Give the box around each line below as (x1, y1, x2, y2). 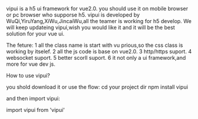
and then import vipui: (6, 95, 61, 102)
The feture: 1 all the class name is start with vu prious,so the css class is (6, 41, 183, 49)
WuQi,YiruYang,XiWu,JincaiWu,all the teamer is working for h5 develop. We (6, 18, 192, 24)
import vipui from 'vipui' (6, 107, 65, 113)
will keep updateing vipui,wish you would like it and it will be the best (6, 24, 175, 31)
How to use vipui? (6, 72, 51, 79)
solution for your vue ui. (6, 30, 64, 37)
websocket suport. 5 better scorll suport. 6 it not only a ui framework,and (6, 54, 186, 61)
